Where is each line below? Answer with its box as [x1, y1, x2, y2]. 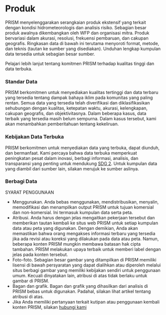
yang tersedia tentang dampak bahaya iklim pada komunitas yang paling [5, 95, 153, 101]
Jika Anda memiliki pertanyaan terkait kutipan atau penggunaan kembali [12, 299, 160, 305]
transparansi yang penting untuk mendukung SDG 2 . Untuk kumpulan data [5, 160, 158, 166]
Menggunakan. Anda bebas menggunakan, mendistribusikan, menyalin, [12, 199, 159, 205]
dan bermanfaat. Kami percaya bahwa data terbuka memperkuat [5, 150, 137, 156]
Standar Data [5, 78, 38, 85]
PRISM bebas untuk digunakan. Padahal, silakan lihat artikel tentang [12, 288, 151, 294]
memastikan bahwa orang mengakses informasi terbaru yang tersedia [12, 230, 156, 236]
